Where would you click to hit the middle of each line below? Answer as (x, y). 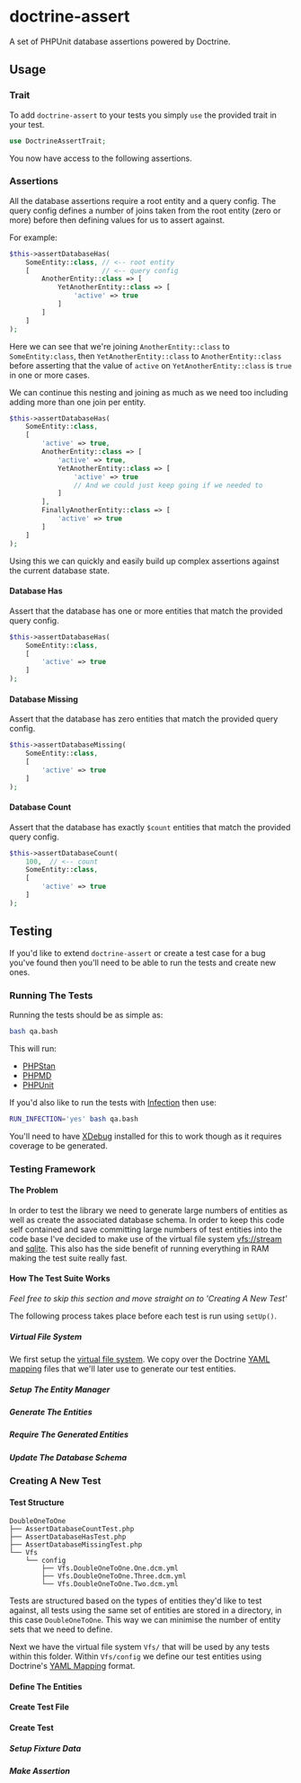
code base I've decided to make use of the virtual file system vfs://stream (146, 1238)
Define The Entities (46, 1686)
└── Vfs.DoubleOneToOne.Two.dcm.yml (110, 1584)
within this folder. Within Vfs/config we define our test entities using (136, 1656)
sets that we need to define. (61, 1629)
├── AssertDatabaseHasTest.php (68, 1537)
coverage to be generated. (58, 1145)
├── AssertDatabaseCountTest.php (72, 1530)
